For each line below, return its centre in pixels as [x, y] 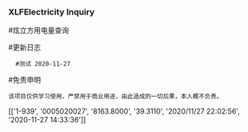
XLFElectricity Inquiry [52, 12]
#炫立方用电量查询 [39, 30]
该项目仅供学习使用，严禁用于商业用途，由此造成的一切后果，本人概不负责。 [116, 97]
